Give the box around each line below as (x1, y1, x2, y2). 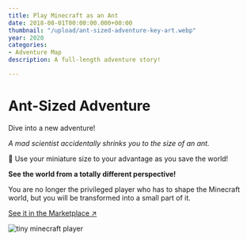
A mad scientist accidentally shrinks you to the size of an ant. (8, 138, 210, 147)
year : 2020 (8, 33, 44, 42)
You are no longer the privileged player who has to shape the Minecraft (8, 184, 240, 194)
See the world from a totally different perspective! (8, 169, 177, 178)
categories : (8, 41, 47, 49)
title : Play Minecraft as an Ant (8, 11, 119, 20)
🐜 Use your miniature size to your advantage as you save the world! (8, 154, 229, 163)
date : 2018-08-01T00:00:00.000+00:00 (8, 19, 133, 27)
